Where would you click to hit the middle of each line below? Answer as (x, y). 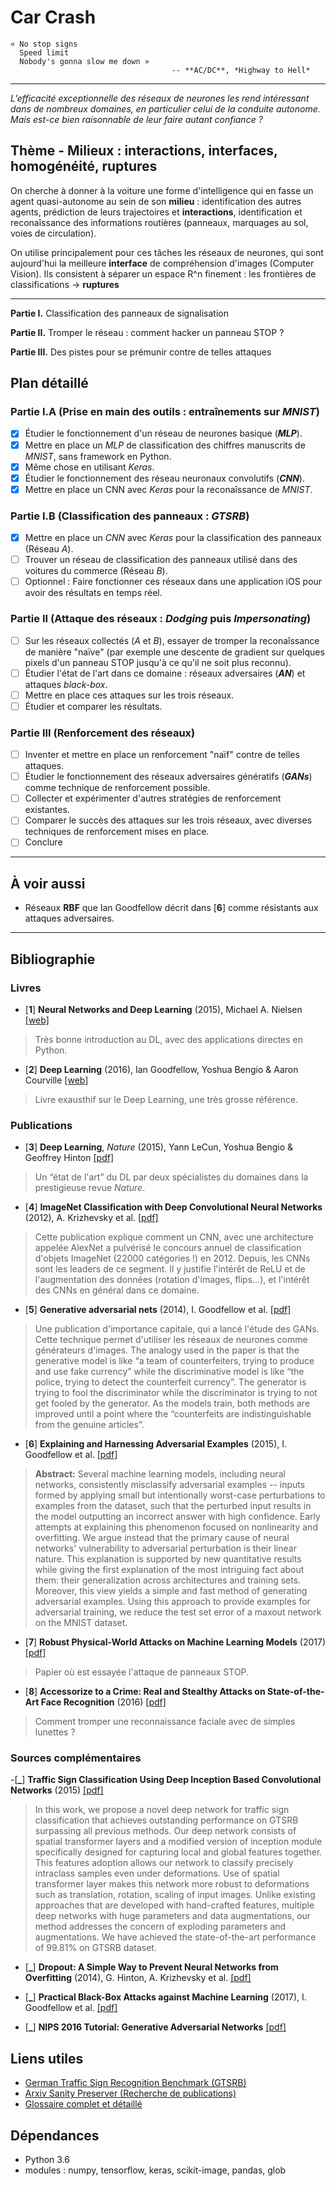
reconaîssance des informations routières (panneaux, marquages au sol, (159, 222)
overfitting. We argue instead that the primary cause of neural (162, 1538)
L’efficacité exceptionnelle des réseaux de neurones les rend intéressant (160, 98)
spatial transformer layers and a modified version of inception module (178, 1842)
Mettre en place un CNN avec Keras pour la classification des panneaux (173, 538)
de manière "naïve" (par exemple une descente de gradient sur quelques (174, 652)
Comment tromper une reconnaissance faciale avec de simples (165, 1722)
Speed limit (44, 52)
